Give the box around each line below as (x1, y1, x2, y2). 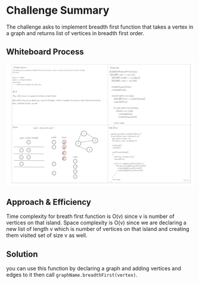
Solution (6, 249, 38, 259)
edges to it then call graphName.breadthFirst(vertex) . (6, 271, 138, 279)
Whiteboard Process (6, 47, 85, 57)
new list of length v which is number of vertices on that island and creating (6, 226, 189, 233)
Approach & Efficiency (6, 197, 91, 207)
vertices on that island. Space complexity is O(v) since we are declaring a (6, 219, 186, 226)
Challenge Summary (6, 4, 110, 17)
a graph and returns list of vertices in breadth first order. (6, 29, 145, 36)
